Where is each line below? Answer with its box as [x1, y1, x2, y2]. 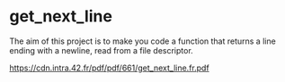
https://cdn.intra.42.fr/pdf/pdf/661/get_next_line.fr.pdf [9, 62, 209, 73]
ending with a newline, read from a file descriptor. [9, 45, 193, 55]
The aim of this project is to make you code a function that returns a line [9, 36, 276, 46]
